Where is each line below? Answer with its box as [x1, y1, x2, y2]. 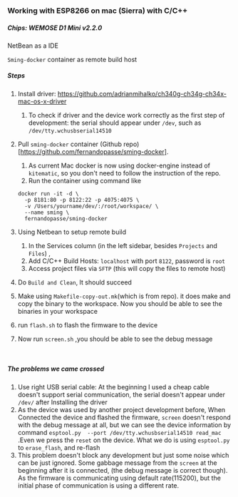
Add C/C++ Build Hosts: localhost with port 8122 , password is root [28, 256, 226, 265]
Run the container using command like [28, 176, 141, 185]
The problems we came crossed [7, 364, 105, 373]
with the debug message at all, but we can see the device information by [17, 420, 232, 429]
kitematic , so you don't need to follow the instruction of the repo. [28, 168, 221, 177]
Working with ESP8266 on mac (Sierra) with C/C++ [7, 6, 188, 16]
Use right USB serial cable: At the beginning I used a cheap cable [17, 382, 210, 391]
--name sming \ [24, 209, 70, 216]
